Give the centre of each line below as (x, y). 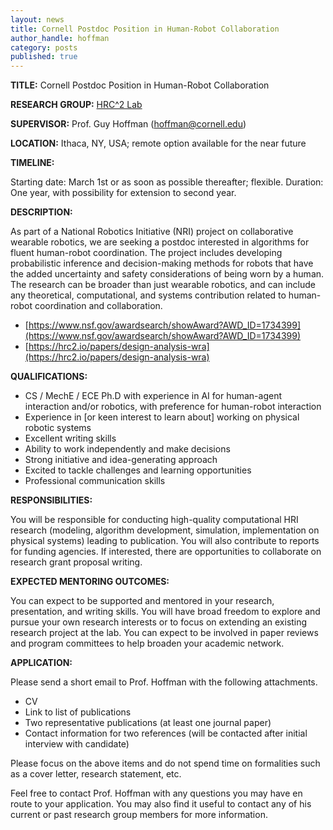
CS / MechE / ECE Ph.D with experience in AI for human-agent (153, 396)
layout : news (37, 19)
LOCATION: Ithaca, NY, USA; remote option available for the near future (158, 143)
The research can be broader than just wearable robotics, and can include (163, 285)
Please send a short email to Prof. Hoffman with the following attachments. (164, 682)
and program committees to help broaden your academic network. (147, 643)
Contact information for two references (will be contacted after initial (166, 733)
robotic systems (58, 428)
